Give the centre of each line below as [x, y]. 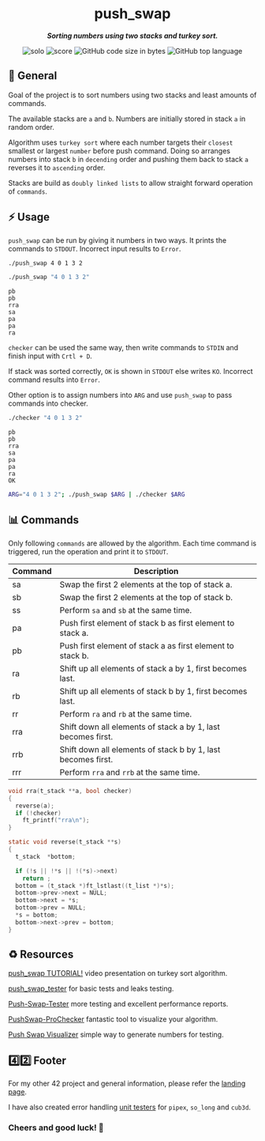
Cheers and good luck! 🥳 [56, 1128]
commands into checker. [48, 403]
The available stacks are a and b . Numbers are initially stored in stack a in [127, 119]
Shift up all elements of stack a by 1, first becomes [153, 668]
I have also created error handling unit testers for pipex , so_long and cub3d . [129, 1107]
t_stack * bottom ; [46, 856]
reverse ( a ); [35, 806]
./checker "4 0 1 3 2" [45, 418]
